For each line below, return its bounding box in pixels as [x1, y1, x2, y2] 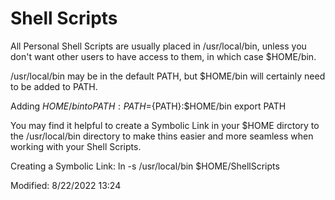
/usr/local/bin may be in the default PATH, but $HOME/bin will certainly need [10, 70, 326, 82]
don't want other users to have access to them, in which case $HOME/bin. [10, 50, 317, 62]
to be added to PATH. [10, 80, 98, 92]
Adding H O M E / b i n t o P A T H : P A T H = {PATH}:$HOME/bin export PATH [10, 100, 287, 112]
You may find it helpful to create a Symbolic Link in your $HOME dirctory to [10, 119, 320, 131]
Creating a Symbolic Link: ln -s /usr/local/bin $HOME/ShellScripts [10, 160, 280, 172]
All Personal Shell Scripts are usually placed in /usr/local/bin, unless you [10, 40, 307, 52]
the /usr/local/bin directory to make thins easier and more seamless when [10, 130, 314, 142]
